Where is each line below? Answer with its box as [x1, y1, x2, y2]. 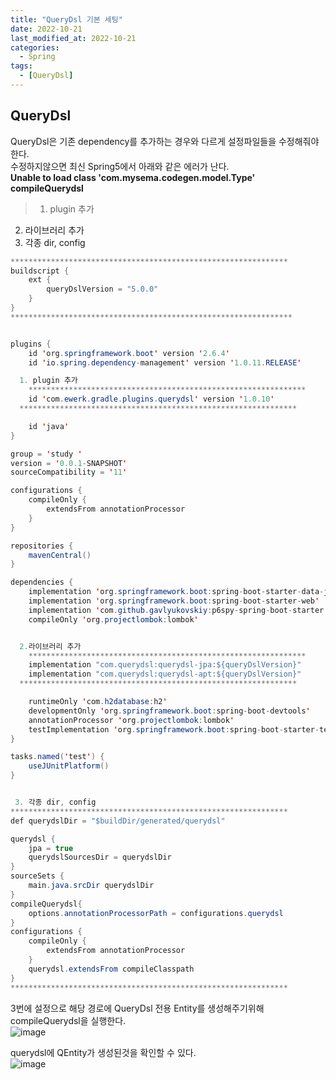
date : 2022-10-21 [10, 24, 83, 34]
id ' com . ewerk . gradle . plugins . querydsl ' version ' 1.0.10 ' [28, 394, 275, 405]
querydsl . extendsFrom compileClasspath [28, 964, 195, 974]
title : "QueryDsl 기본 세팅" [10, 14, 123, 25]
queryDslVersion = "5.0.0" [46, 284, 159, 295]
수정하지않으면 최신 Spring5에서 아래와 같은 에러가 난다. [10, 160, 230, 172]
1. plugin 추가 [19, 376, 78, 386]
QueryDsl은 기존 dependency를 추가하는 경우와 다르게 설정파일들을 [10, 135, 277, 147]
